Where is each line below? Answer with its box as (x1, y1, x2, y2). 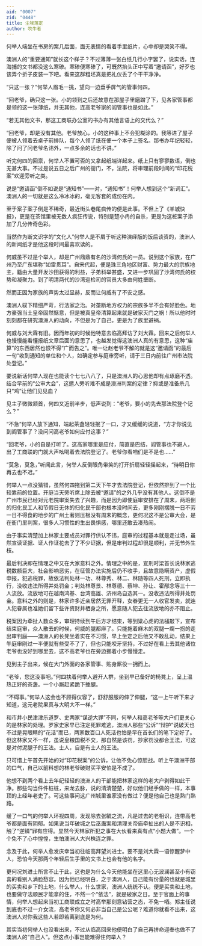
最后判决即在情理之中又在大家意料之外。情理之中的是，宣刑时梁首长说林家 (6, 560, 191, 567)
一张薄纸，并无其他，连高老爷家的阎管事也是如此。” (26, 104, 154, 111)
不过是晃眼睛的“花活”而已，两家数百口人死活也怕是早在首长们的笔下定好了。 (6, 729, 195, 736)
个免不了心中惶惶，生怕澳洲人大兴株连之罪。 (6, 835, 117, 842)
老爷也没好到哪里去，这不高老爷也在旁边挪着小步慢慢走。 (6, 648, 148, 655)
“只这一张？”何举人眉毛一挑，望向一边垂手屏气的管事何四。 (6, 84, 153, 91)
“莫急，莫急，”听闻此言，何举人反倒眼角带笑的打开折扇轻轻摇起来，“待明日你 (6, 461, 195, 468)
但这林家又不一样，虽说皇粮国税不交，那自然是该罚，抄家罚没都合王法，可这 (6, 737, 196, 744)
